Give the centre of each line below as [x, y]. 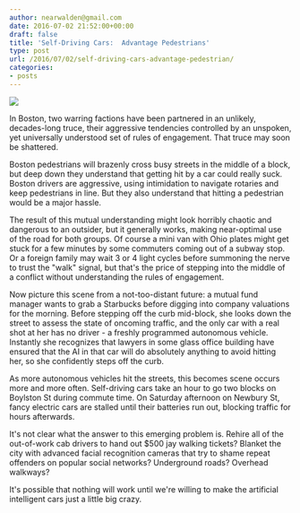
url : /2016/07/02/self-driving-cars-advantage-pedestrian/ [122, 59]
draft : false [34, 34]
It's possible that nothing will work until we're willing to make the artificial [144, 489]
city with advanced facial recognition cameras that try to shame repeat [140, 453]
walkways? [30, 472]
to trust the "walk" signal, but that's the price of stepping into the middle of [147, 267]
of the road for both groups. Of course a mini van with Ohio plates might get [149, 239]
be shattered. [34, 147]
